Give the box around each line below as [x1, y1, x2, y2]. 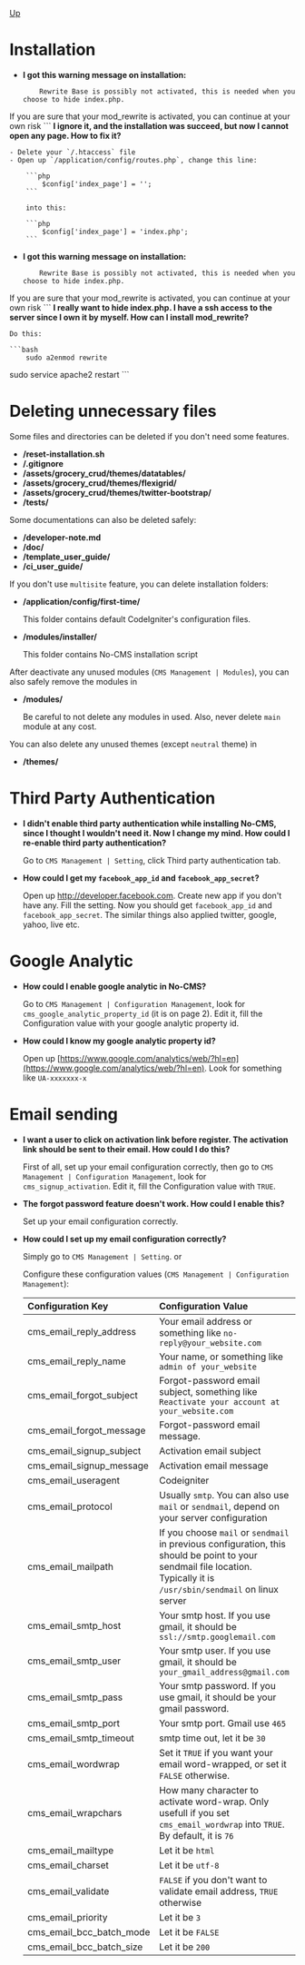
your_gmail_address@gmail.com [158, 1666, 290, 1677]
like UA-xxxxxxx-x [22, 1071, 87, 1083]
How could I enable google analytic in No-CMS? [22, 981, 207, 992]
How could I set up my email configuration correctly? [22, 1233, 227, 1244]
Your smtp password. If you [158, 1679, 277, 1692]
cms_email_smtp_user [26, 1654, 122, 1667]
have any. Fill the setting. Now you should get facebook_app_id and [22, 899, 272, 911]
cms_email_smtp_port [26, 1716, 121, 1729]
